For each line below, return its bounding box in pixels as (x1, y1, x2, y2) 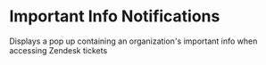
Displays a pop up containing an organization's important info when (9, 36, 258, 46)
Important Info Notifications (9, 6, 220, 27)
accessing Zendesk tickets (9, 45, 108, 55)
